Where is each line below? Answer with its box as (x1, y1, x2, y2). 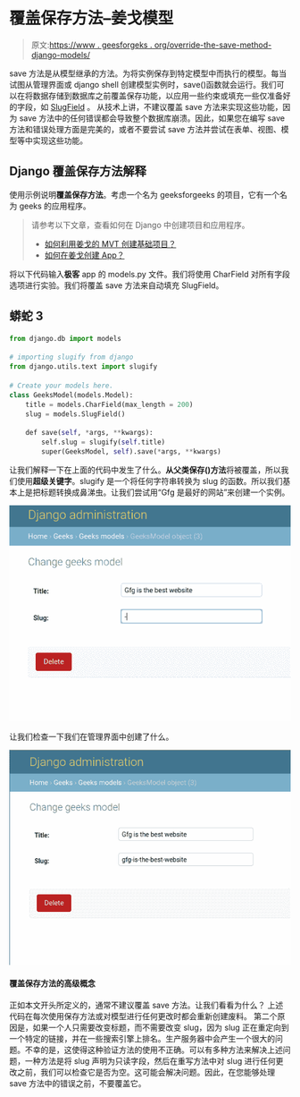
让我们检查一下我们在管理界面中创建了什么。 (9, 731, 174, 743)
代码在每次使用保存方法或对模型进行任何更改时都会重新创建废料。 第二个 (9, 1010, 278, 1021)
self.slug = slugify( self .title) (41, 438, 166, 447)
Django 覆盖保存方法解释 (9, 164, 147, 179)
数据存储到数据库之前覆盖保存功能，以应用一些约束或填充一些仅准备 (32, 90, 283, 101)
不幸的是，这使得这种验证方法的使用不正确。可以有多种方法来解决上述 (24, 1044, 283, 1055)
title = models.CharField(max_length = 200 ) (25, 400, 194, 409)
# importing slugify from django (9, 353, 134, 362)
